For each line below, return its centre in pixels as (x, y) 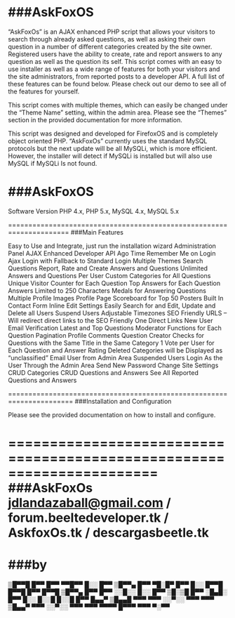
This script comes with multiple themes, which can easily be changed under (118, 105)
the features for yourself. (44, 91)
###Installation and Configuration (123, 401)
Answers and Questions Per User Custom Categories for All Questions (109, 275)
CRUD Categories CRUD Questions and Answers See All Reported (103, 372)
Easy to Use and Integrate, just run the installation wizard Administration (112, 246)
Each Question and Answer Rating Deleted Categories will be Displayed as (115, 350)
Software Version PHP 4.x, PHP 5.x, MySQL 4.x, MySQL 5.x (94, 211)
